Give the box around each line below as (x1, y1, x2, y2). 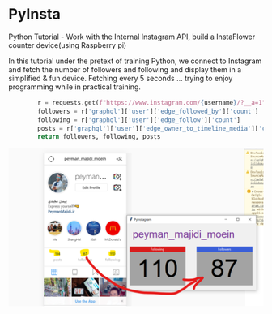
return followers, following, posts (37, 133, 161, 141)
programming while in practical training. (8, 82, 142, 92)
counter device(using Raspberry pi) (8, 40, 127, 49)
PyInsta (8, 5, 61, 24)
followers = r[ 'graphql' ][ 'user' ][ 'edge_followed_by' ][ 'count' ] (37, 107, 259, 115)
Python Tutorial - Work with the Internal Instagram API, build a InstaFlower (8, 32, 256, 41)
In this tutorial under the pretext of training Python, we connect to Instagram (8, 56, 262, 66)
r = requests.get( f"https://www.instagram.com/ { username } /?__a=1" (37, 98, 266, 106)
